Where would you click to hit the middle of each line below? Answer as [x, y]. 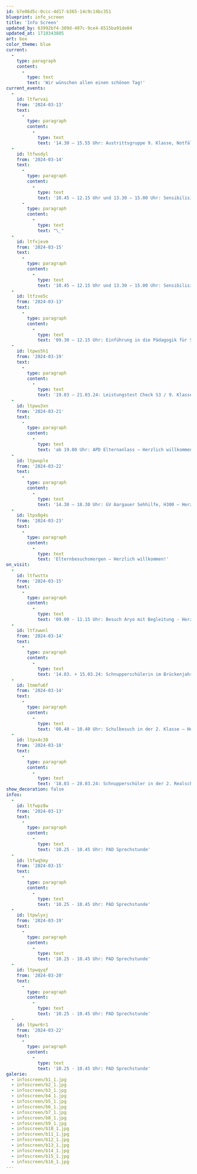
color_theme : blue [28, 45]
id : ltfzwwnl [33, 630]
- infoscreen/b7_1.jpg [39, 1112]
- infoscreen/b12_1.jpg [40, 1140]
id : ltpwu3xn [33, 406]
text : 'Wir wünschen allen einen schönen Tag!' [86, 83]
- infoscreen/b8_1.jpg [39, 1118]
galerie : [17, 1074]
